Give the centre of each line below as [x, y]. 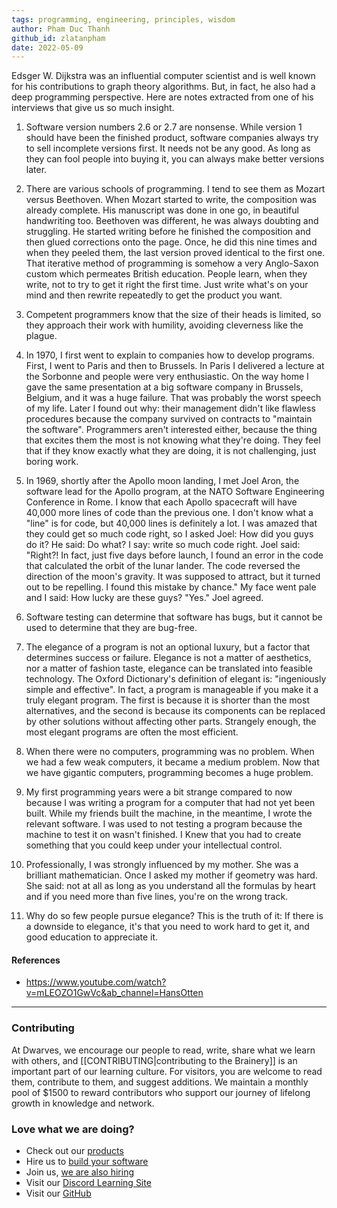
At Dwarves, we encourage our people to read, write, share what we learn [163, 1050]
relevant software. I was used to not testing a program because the [164, 824]
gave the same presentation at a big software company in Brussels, [164, 387]
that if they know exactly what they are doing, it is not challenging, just [171, 451]
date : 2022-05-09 [47, 47]
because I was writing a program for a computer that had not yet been [170, 803]
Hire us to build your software [87, 1162]
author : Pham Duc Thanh [61, 29]
